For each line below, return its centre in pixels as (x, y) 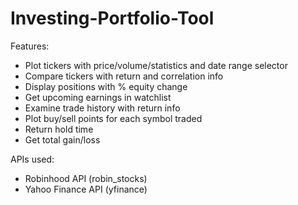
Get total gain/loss (62, 139)
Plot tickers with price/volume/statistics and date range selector (156, 65)
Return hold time (59, 129)
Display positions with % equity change (106, 86)
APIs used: (32, 159)
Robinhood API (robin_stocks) (86, 178)
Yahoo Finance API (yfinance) (86, 189)
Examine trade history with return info (102, 108)
